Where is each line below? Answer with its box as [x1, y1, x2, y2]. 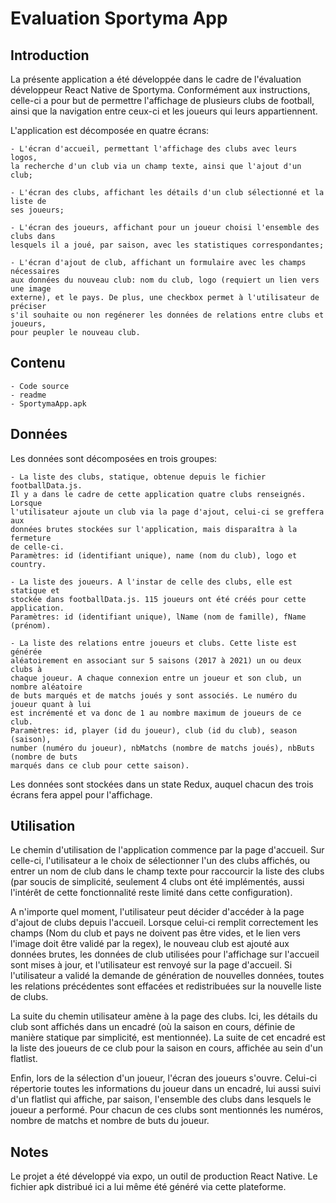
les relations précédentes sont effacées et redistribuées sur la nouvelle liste [10, 980, 322, 992]
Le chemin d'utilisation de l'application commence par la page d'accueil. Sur [10, 844, 325, 856]
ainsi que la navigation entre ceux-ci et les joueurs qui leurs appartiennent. [10, 105, 318, 117]
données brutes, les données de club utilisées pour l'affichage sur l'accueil [10, 948, 320, 961]
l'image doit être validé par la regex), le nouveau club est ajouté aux [10, 938, 290, 950]
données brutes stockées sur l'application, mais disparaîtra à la [10, 524, 298, 534]
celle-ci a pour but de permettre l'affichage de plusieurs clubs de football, [10, 95, 315, 106]
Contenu [10, 355, 66, 372]
